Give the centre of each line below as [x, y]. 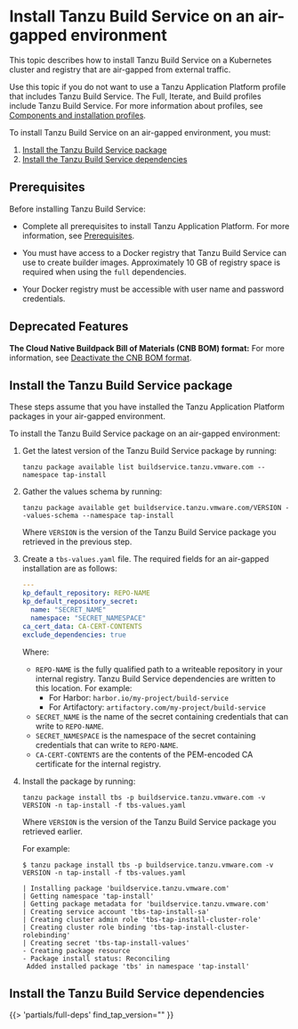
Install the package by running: [79, 781]
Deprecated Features [69, 327]
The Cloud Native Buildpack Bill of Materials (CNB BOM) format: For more [147, 348]
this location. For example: [84, 687]
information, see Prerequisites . [78, 235]
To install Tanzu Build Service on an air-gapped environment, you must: [140, 132]
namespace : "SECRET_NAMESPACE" [89, 618]
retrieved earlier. [52, 831]
